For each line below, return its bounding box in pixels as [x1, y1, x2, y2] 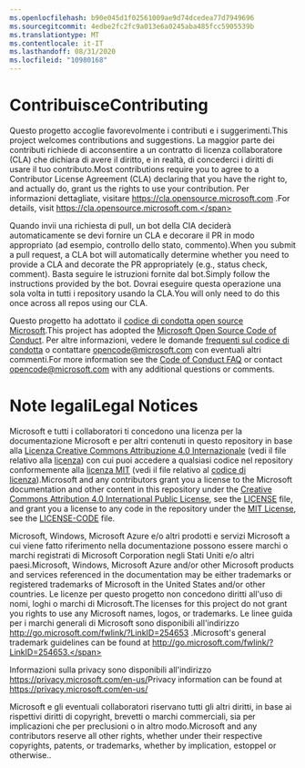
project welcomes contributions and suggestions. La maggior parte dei [9, 134, 275, 146]
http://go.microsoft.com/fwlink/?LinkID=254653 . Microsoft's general [9, 627, 267, 638]
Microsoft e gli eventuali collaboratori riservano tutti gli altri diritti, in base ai [9, 701, 292, 712]
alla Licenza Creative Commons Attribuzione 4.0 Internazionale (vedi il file [9, 445, 287, 456]
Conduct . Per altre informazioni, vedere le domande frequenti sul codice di [9, 334, 290, 345]
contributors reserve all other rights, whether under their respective [9, 730, 263, 741]
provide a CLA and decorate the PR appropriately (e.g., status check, [9, 259, 269, 270]
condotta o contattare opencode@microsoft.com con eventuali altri [9, 343, 262, 355]
